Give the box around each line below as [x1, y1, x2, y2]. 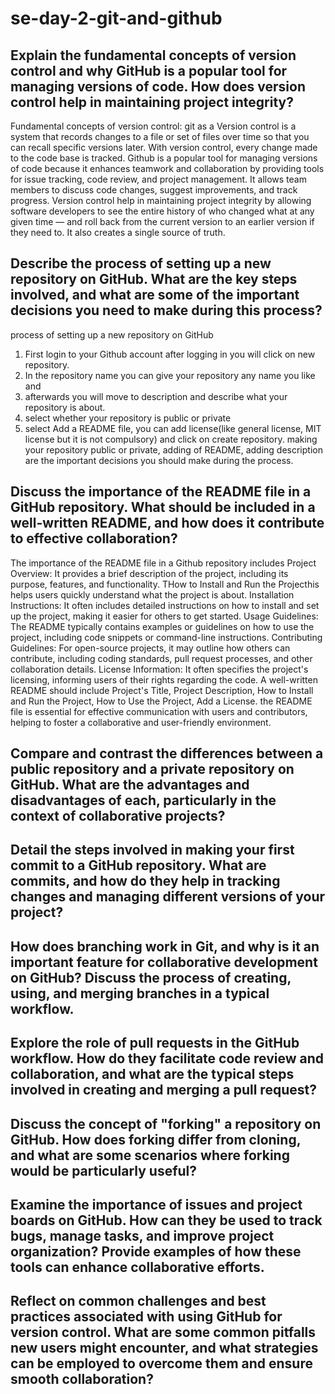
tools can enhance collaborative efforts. [10, 1258, 265, 1276]
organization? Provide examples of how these [10, 1243, 302, 1260]
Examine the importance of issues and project [10, 1196, 303, 1213]
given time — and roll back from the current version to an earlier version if [10, 216, 315, 227]
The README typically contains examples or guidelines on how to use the [10, 620, 315, 632]
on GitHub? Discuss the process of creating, [10, 969, 292, 986]
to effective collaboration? [10, 530, 178, 547]
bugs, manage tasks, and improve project [10, 1227, 275, 1244]
